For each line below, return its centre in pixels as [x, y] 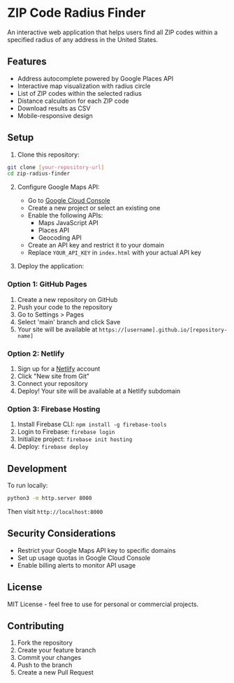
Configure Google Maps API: [58, 187]
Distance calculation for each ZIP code [73, 101]
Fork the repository [45, 643]
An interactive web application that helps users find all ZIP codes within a [112, 32]
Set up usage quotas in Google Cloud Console [84, 558]
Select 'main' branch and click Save [69, 322]
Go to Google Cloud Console [69, 201]
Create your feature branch [57, 650]
